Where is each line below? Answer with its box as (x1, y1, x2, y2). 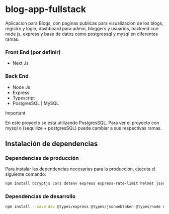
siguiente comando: (5, 171, 46, 177)
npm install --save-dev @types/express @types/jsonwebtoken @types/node (5, 204, 161, 209)
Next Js (12, 60, 29, 66)
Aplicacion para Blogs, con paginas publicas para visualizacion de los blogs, (5, 20, 163, 26)
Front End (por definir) (5, 49, 61, 56)
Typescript (12, 94, 35, 101)
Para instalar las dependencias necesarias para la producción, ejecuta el (5, 166, 156, 172)
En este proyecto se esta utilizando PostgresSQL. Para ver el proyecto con (5, 120, 159, 126)
